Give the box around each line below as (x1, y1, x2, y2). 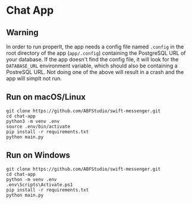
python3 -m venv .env (6, 118, 60, 124)
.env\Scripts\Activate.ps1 (6, 181, 73, 188)
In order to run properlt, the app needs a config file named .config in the (6, 43, 184, 50)
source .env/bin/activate (6, 123, 70, 129)
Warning (6, 27, 39, 38)
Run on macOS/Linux (6, 92, 86, 102)
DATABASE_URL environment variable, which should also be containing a (6, 62, 178, 69)
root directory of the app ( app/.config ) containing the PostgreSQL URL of (6, 50, 186, 57)
